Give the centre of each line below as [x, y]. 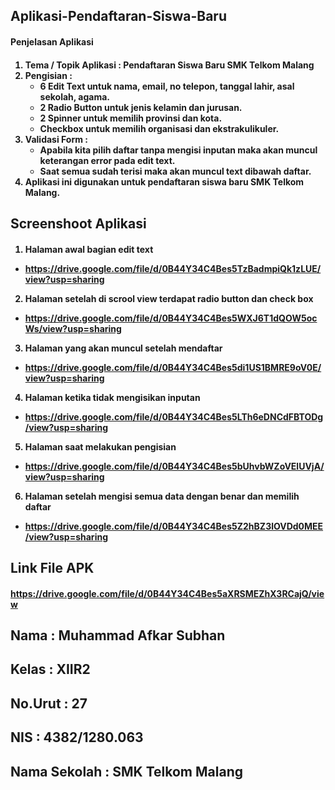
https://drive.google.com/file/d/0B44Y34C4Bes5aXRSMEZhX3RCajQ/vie [167, 593]
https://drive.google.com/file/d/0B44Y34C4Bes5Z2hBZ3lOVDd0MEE [174, 526]
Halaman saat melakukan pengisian [100, 446]
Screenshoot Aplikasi [78, 223]
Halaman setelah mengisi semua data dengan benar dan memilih [162, 496]
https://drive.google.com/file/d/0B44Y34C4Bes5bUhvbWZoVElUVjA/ [174, 466]
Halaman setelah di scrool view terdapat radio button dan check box [169, 298]
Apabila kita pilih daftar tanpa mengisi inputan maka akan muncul [178, 150]
